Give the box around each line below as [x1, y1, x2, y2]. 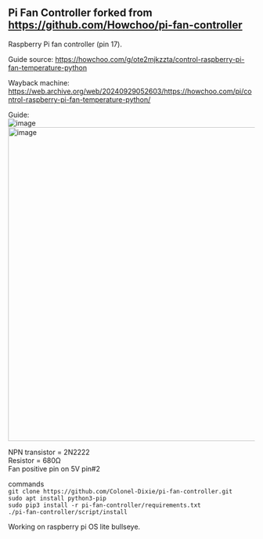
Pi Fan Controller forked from [8, 6, 153, 20]
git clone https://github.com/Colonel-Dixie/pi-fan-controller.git [8, 487, 233, 495]
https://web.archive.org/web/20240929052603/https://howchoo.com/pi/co [8, 86, 252, 96]
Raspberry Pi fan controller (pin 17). [8, 39, 123, 49]
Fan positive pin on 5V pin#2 [8, 464, 100, 473]
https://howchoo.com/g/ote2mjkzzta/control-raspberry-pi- [55, 54, 245, 64]
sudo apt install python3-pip [8, 494, 107, 502]
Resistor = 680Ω [8, 455, 61, 465]
